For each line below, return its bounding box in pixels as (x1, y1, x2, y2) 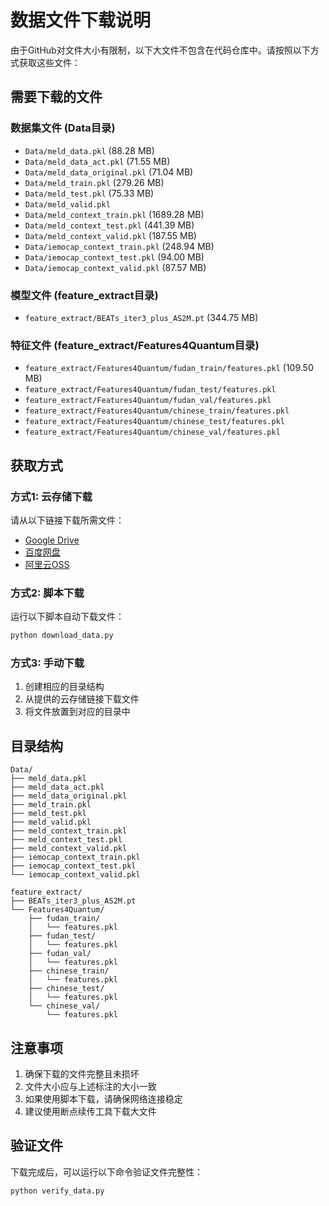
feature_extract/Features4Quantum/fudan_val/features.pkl (24, 396, 272, 406)
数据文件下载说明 (10, 9, 152, 32)
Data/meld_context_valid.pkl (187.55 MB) (24, 229, 197, 241)
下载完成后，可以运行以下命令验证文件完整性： (10, 1166, 203, 1178)
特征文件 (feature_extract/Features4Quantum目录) (10, 338, 260, 352)
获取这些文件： (18, 56, 81, 68)
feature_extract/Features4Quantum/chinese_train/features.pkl (24, 406, 290, 416)
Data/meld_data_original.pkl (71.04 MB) (24, 166, 194, 178)
